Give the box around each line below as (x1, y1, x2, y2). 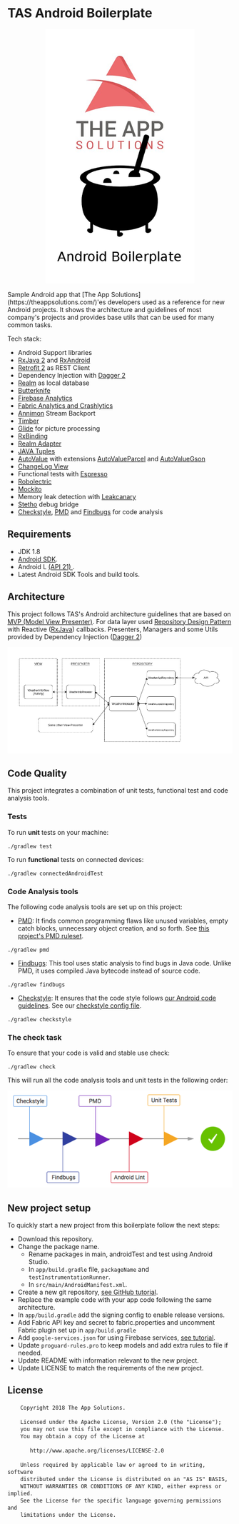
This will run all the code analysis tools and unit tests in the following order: (7, 1076, 228, 1085)
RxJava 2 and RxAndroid (17, 356, 91, 364)
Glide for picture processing (17, 423, 101, 433)
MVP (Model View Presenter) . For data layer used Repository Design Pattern (7, 617, 232, 626)
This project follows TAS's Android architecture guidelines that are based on (7, 609, 232, 618)
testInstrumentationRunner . (28, 1273, 111, 1281)
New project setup (7, 1202, 91, 1214)
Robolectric (17, 477, 52, 486)
